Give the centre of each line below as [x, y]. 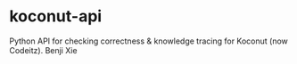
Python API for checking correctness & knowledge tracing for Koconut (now [148, 41]
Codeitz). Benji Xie [43, 50]
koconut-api [56, 16]
